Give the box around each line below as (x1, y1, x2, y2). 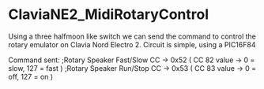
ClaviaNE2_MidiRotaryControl (8, 6, 209, 24)
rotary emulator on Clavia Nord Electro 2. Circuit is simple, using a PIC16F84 (8, 39, 256, 49)
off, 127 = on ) (8, 72, 54, 81)
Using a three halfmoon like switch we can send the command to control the (8, 32, 257, 41)
